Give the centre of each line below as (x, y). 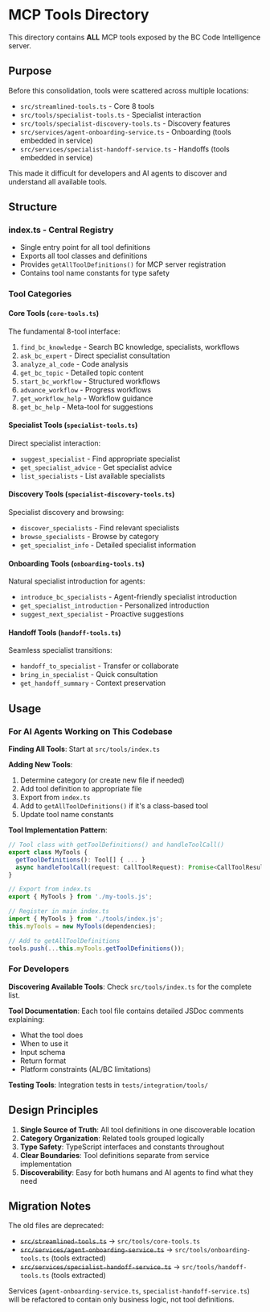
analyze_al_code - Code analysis (74, 363)
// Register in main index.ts (59, 911)
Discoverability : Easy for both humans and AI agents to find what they (137, 1172)
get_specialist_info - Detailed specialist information (108, 545)
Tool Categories (40, 294)
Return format (43, 1061)
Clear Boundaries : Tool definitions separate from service (115, 1155)
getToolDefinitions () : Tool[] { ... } (81, 860)
